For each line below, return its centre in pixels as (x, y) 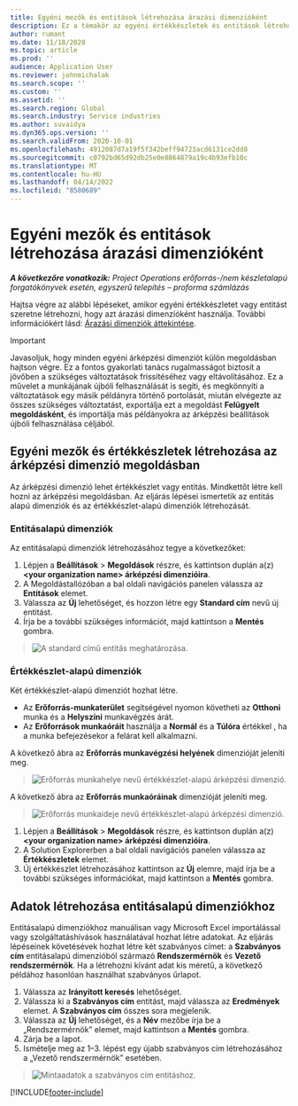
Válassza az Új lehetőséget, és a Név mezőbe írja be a (122, 1020)
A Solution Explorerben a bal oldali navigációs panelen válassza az (144, 850)
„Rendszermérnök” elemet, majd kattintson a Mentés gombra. (136, 1030)
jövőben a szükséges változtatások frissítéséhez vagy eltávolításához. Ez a (147, 376)
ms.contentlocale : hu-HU (56, 174)
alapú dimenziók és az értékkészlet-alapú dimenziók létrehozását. (130, 506)
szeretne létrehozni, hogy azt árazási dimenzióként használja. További (138, 314)
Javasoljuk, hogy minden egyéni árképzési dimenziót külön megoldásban (143, 357)
